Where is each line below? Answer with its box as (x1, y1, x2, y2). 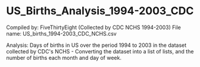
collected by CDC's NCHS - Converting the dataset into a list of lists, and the (6, 47, 194, 55)
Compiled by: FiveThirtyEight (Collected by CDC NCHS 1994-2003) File (6, 24, 182, 31)
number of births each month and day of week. (6, 54, 122, 61)
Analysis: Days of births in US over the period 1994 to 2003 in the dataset (6, 42, 187, 49)
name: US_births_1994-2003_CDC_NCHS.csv (6, 30, 117, 37)
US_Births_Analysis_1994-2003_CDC (6, 4, 194, 18)
